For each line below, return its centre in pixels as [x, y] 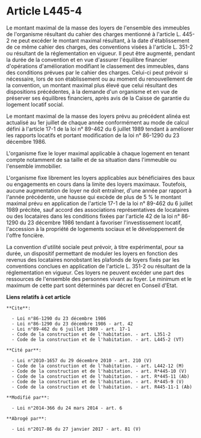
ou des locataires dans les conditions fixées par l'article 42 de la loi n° [93, 216]
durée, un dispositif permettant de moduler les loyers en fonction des [92, 253]
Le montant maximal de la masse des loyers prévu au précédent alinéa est [98, 116]
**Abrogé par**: [26, 418]
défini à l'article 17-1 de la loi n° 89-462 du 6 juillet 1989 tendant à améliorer [100, 129]
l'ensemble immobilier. [34, 166]
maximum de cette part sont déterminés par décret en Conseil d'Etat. [92, 285]
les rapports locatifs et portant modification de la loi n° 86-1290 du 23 [93, 135]
